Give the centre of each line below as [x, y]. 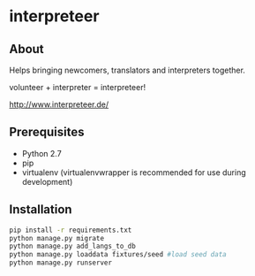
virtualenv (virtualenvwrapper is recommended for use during [134, 172]
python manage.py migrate [56, 238]
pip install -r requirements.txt [71, 230]
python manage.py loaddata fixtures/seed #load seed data [118, 255]
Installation [41, 210]
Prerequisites [47, 132]
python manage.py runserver [61, 263]
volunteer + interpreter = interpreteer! [78, 87]
